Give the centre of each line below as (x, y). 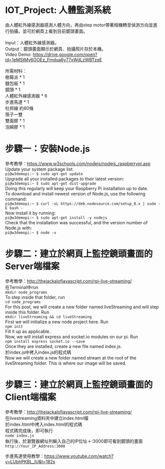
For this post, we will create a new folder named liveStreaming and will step (82, 307)
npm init (14, 326)
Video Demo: (19, 54)
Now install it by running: (30, 213)
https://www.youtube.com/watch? (79, 456)
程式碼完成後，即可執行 (29, 430)
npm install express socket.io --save (45, 341)
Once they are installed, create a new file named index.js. (64, 346)
